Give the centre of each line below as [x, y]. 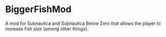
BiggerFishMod [39, 9]
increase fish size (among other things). [47, 28]
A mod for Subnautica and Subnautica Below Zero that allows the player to [83, 23]
